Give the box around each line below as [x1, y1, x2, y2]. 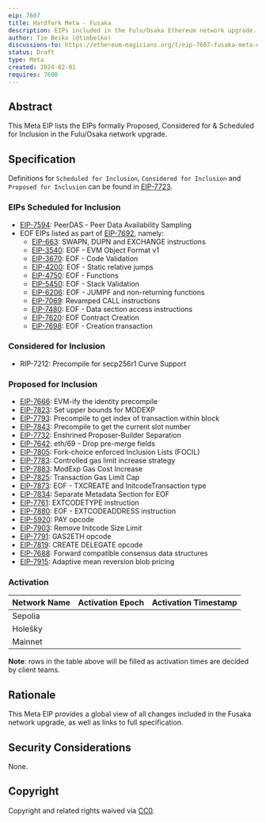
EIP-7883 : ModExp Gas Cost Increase [19, 464, 143, 474]
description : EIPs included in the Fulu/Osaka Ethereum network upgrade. [8, 26, 257, 34]
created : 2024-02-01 [8, 63, 77, 71]
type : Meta [8, 56, 44, 64]
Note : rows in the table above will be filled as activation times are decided [8, 656, 249, 667]
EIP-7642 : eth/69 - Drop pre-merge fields [19, 439, 156, 448]
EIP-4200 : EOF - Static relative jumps [31, 262, 154, 271]
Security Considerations [8, 740, 132, 754]
